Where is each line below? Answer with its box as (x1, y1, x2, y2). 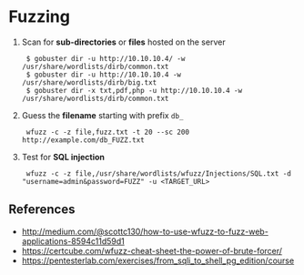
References (8, 202, 76, 218)
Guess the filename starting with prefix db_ (21, 109, 184, 120)
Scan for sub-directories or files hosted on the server (21, 36, 226, 47)
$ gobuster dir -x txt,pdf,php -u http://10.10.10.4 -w (25, 86, 243, 95)
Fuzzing (8, 6, 70, 27)
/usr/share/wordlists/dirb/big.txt (21, 77, 157, 87)
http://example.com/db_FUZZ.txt (21, 135, 145, 145)
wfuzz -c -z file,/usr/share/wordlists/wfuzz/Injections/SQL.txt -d (25, 168, 292, 178)
